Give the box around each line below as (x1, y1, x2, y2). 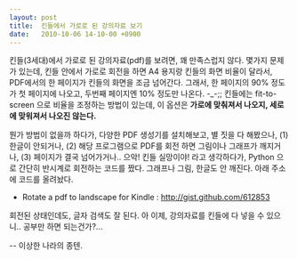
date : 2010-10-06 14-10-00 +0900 (9, 29, 141, 38)
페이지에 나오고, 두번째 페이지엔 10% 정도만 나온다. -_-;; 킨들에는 (28, 88, 253, 99)
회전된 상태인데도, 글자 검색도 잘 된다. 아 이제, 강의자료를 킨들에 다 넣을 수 (9, 210, 265, 221)
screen (9, 100, 36, 110)
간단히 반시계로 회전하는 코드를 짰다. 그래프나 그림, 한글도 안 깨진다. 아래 (18, 163, 269, 174)
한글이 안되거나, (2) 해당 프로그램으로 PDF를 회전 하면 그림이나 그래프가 (9, 141, 258, 151)
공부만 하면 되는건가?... (22, 222, 103, 232)
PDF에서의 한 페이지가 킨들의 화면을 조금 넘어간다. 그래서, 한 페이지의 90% (9, 77, 269, 88)
